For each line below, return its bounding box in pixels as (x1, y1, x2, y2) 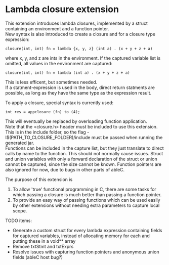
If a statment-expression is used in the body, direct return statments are (5, 84, 155, 91)
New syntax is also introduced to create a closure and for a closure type (5, 31, 156, 37)
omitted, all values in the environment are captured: (5, 60, 113, 66)
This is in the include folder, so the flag (5, 129, 86, 135)
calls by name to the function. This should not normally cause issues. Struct (5, 150, 163, 156)
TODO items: (5, 217, 32, 224)
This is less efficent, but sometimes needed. (5, 79, 98, 85)
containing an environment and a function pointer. (5, 25, 109, 31)
